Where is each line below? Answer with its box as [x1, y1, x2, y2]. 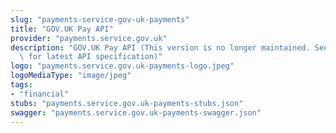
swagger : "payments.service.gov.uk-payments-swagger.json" [10, 107, 262, 118]
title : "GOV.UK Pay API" [10, 24, 114, 34]
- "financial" [10, 89, 70, 99]
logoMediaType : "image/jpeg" [10, 71, 132, 81]
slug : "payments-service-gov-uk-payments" [10, 14, 190, 25]
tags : [10, 80, 33, 90]
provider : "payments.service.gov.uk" [10, 33, 168, 43]
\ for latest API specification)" [19, 52, 163, 62]
